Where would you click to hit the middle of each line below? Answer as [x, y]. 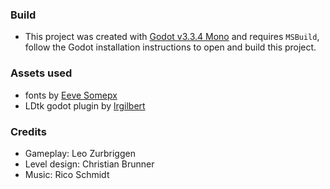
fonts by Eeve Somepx [71, 95]
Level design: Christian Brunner [89, 164]
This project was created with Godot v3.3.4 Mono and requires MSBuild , [172, 37]
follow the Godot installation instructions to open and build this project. [170, 47]
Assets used [41, 73]
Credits [28, 131]
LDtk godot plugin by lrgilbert [85, 105]
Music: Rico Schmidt [67, 174]
